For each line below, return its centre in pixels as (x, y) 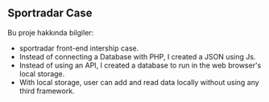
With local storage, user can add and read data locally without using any (139, 82)
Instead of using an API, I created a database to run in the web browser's (140, 65)
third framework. (47, 91)
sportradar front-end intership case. (79, 48)
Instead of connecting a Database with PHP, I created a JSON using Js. (137, 56)
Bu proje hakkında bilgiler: (51, 32)
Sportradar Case (50, 13)
